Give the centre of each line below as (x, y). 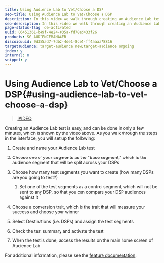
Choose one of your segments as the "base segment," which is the (79, 158)
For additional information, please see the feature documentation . (71, 255)
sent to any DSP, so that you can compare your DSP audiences (83, 192)
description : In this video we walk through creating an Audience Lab (78, 19)
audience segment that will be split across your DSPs (66, 163)
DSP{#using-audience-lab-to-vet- (76, 94)
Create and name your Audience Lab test (53, 148)
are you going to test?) (35, 178)
